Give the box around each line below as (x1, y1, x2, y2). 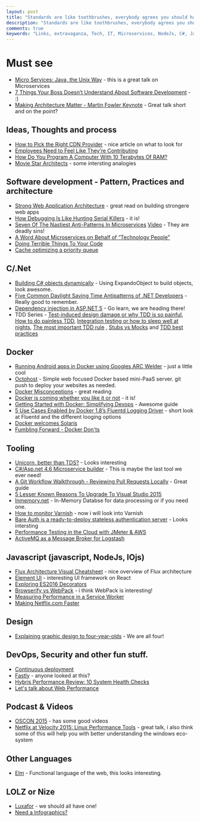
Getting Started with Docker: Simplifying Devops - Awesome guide (14, 401, 179, 408)
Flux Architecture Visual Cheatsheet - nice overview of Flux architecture (14, 567, 192, 575)
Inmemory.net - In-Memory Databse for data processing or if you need (14, 497, 189, 504)
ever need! (14, 472, 42, 479)
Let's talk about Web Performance (14, 685, 99, 692)
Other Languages (6, 754, 73, 764)
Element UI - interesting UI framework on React (14, 574, 131, 581)
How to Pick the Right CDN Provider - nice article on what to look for (14, 140, 183, 148)
